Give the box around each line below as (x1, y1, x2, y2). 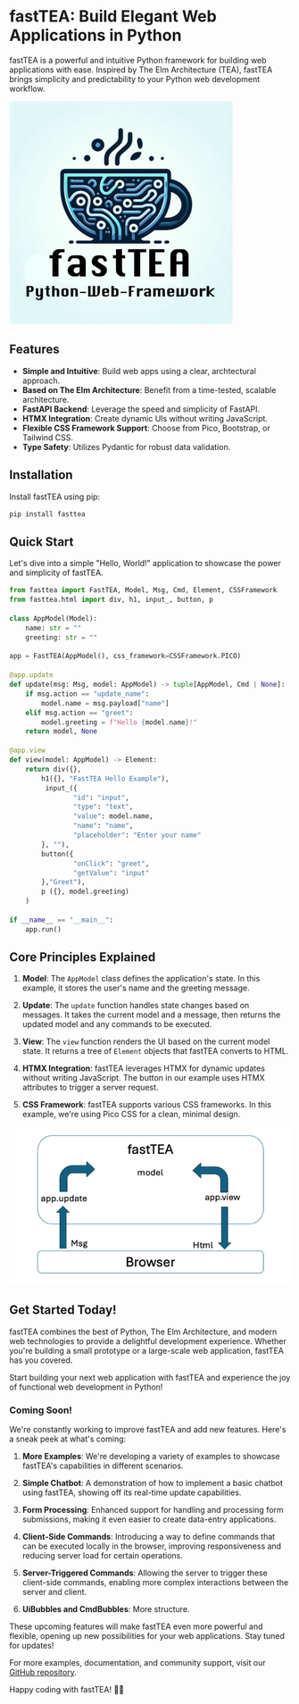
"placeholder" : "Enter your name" (72, 831, 202, 839)
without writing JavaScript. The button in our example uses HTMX (21, 1073, 265, 1083)
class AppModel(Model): (9, 614, 98, 622)
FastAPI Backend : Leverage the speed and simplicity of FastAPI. (21, 404, 261, 414)
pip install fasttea (9, 509, 87, 519)
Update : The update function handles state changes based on (21, 1000, 250, 1011)
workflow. (9, 83, 46, 94)
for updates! (9, 1641, 54, 1651)
